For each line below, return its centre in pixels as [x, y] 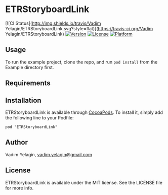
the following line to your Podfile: [40, 117]
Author [16, 142]
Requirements [28, 83]
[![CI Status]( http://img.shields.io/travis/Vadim [53, 23]
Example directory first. [30, 67]
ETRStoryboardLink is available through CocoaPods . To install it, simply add [84, 112]
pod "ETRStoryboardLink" [31, 127]
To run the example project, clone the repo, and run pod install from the [81, 62]
